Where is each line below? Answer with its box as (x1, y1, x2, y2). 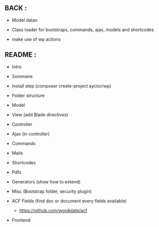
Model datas (11, 17, 38, 23)
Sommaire (11, 73, 33, 79)
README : (4, 50, 37, 59)
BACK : (4, 4, 27, 12)
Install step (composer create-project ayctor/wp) (11, 83, 111, 89)
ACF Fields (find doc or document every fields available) (11, 198, 127, 204)
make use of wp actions (11, 36, 61, 42)
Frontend (11, 217, 31, 223)
